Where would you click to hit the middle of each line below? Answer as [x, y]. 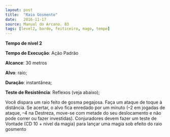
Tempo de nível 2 [24, 43]
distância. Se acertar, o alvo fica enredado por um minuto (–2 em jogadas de [85, 108]
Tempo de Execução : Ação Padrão [42, 53]
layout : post [19, 10]
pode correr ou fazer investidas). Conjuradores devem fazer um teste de [81, 118]
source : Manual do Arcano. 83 [37, 24]
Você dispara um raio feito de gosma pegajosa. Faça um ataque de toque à [84, 102]
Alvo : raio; [16, 73]
